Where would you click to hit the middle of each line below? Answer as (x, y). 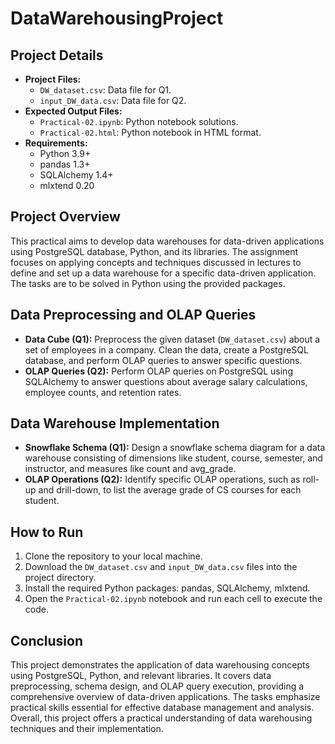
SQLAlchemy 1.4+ (76, 175)
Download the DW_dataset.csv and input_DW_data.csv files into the (161, 567)
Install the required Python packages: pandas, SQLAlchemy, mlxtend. (167, 588)
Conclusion (47, 640)
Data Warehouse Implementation (115, 423)
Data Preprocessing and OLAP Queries (133, 315)
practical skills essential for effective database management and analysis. (162, 708)
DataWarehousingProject (117, 18)
